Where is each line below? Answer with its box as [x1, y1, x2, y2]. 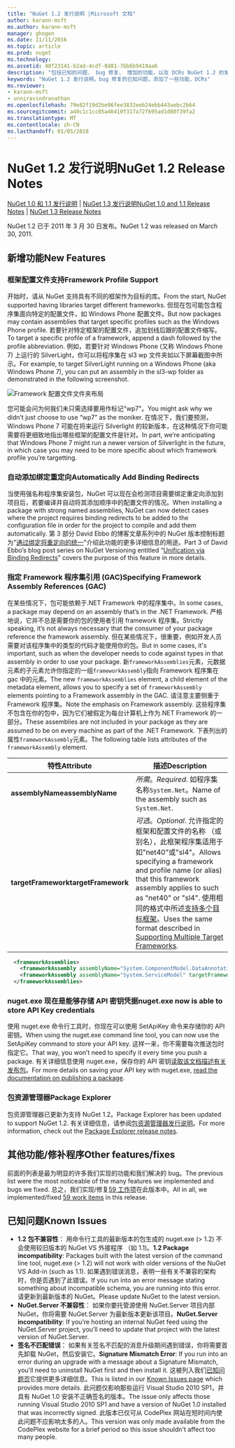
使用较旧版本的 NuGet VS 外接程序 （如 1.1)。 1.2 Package [23, 1244, 190, 1252]
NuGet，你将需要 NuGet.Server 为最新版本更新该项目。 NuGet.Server [17, 1310, 218, 1318]
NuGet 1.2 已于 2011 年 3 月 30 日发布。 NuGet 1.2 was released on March [7, 222, 218, 230]
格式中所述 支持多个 [149, 903, 213, 913]
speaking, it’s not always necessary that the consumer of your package [7, 624, 213, 632]
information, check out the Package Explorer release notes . [7, 1127, 178, 1135]
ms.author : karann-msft [7, 23, 77, 30]
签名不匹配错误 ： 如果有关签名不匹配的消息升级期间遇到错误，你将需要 [17, 1341, 222, 1350]
